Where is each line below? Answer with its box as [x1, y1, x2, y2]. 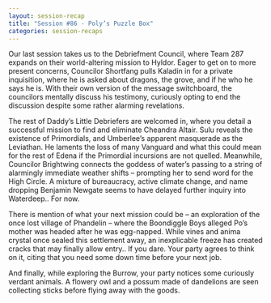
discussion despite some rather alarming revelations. [8, 100, 184, 110]
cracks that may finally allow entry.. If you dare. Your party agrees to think [8, 244, 255, 254]
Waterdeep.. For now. [8, 194, 80, 203]
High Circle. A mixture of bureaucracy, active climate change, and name [8, 177, 248, 186]
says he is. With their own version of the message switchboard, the [8, 83, 232, 93]
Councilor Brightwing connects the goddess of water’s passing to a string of [8, 160, 263, 169]
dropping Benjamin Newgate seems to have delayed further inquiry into [8, 186, 247, 195]
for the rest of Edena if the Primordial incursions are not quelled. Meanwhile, [8, 151, 263, 160]
